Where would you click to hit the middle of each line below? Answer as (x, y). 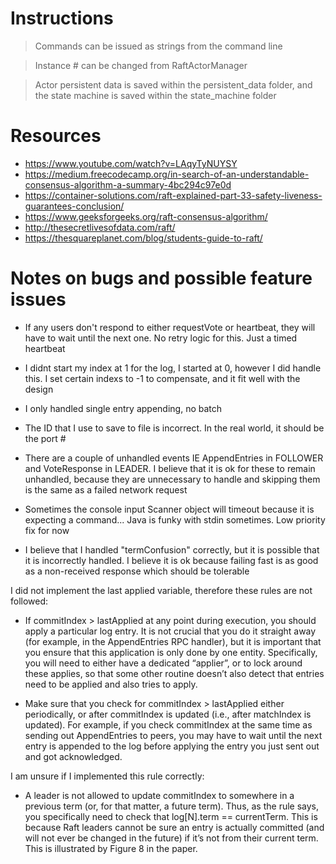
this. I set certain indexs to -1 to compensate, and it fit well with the (162, 378)
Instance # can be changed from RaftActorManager (141, 65)
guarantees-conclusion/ (74, 206)
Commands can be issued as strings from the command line (158, 46)
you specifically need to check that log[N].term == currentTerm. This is (171, 816)
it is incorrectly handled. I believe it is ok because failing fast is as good (171, 560)
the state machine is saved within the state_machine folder (155, 95)
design (39, 389)
